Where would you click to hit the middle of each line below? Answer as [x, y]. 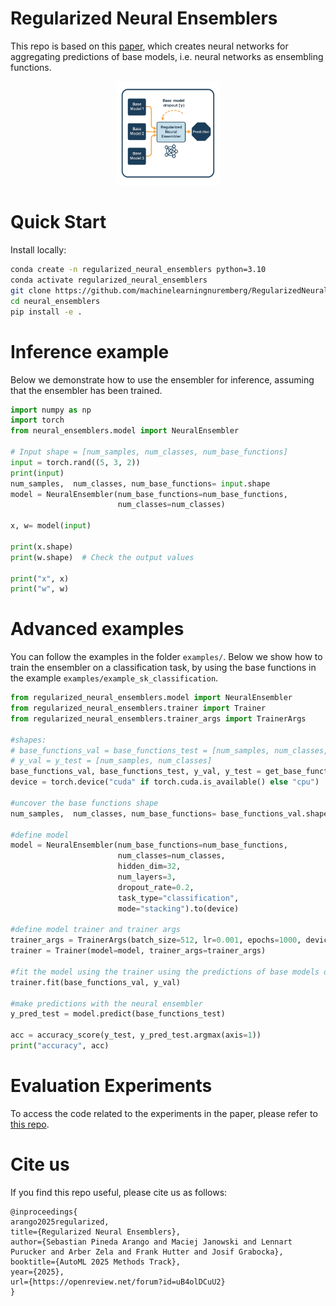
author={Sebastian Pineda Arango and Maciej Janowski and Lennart [151, 1242]
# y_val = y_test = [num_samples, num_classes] [111, 761]
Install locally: [38, 250]
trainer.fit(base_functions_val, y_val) [96, 982]
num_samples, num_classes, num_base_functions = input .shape [140, 483]
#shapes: [28, 740]
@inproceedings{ [44, 1212]
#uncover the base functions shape [84, 803]
